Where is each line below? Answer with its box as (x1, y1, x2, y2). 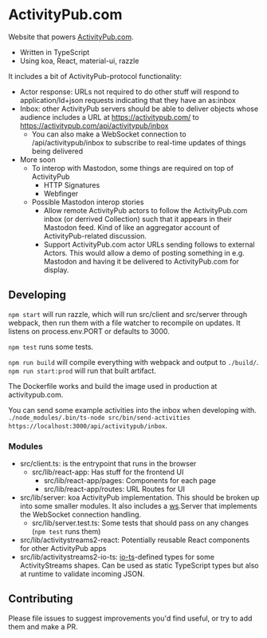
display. (43, 265, 69, 275)
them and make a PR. (8, 621, 78, 632)
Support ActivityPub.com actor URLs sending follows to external (43, 240, 255, 249)
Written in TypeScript (19, 47, 90, 57)
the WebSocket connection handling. (19, 509, 142, 520)
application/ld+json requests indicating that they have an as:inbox (19, 95, 237, 105)
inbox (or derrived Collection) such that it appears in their (43, 214, 233, 224)
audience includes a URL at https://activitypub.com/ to (19, 112, 199, 121)
